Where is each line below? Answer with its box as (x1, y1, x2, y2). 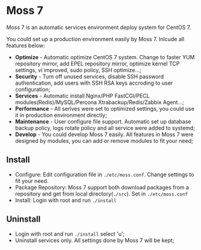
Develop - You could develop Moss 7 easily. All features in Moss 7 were (14, 131, 194, 138)
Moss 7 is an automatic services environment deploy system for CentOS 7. (6, 24, 191, 31)
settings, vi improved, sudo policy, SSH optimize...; (14, 66, 142, 73)
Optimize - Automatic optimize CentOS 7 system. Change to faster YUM (14, 53, 195, 61)
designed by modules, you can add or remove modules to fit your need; (14, 137, 193, 144)
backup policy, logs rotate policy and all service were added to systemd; (14, 124, 195, 131)
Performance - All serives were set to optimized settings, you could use (14, 105, 195, 112)
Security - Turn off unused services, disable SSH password (14, 73, 164, 80)
